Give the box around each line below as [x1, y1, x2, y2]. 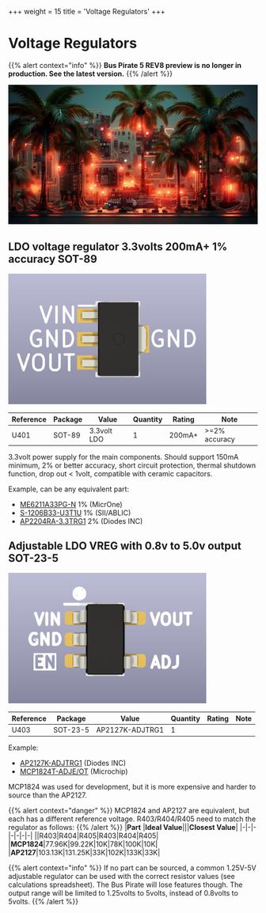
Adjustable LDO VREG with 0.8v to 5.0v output [8, 539, 241, 552]
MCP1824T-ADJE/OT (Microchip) [19, 767, 128, 776]
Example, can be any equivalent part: [8, 484, 129, 494]
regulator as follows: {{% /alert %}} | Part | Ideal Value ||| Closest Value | [8, 822, 239, 832]
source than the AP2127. [8, 790, 87, 800]
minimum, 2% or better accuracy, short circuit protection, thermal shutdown [8, 460, 256, 470]
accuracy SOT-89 [8, 252, 97, 266]
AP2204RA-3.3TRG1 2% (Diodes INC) [19, 516, 143, 525]
